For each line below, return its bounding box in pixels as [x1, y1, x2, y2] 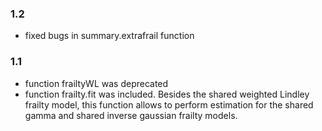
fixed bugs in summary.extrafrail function [24, 30, 195, 42]
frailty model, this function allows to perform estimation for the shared [24, 98, 314, 111]
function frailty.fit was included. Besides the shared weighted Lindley [24, 88, 310, 100]
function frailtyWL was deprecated [24, 77, 169, 89]
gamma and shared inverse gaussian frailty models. [24, 109, 238, 121]
